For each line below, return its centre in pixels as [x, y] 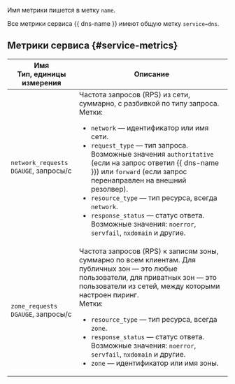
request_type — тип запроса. [140, 145]
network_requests [40, 163]
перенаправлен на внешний [138, 180]
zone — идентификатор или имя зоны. [155, 363]
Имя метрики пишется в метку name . [62, 10]
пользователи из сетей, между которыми [150, 286]
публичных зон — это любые [129, 269]
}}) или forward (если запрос [139, 171]
